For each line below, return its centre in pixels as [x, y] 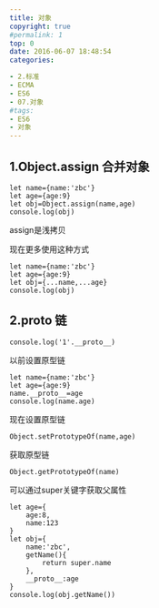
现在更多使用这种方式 [49, 249]
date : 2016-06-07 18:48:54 [60, 52]
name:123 [42, 523]
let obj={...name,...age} [58, 282]
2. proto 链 [38, 321]
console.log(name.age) [52, 401]
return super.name [77, 562]
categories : [32, 60]
